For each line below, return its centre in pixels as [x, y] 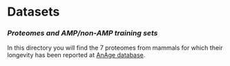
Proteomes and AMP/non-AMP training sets [83, 33]
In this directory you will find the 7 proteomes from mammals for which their [115, 48]
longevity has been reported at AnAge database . [76, 55]
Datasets [33, 12]
